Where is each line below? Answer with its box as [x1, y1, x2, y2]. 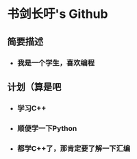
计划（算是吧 [7, 81, 62, 93]
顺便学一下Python [16, 123, 77, 133]
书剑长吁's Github [7, 6, 108, 22]
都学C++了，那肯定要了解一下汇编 [16, 143, 131, 153]
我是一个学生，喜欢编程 [16, 58, 95, 67]
